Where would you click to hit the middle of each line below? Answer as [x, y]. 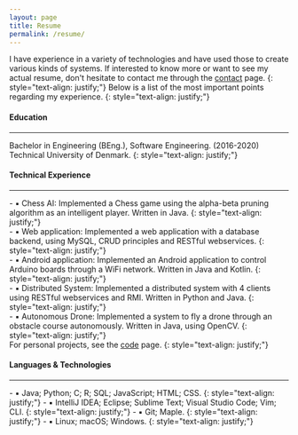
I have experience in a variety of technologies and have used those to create [149, 59]
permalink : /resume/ [47, 34]
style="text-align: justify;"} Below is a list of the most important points [137, 87]
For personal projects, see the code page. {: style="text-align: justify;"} [139, 344]
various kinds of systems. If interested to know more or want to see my [139, 68]
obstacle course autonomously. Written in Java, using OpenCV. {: [128, 326]
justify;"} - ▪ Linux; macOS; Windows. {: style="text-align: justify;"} [132, 421]
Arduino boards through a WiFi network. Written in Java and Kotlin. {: [135, 269]
